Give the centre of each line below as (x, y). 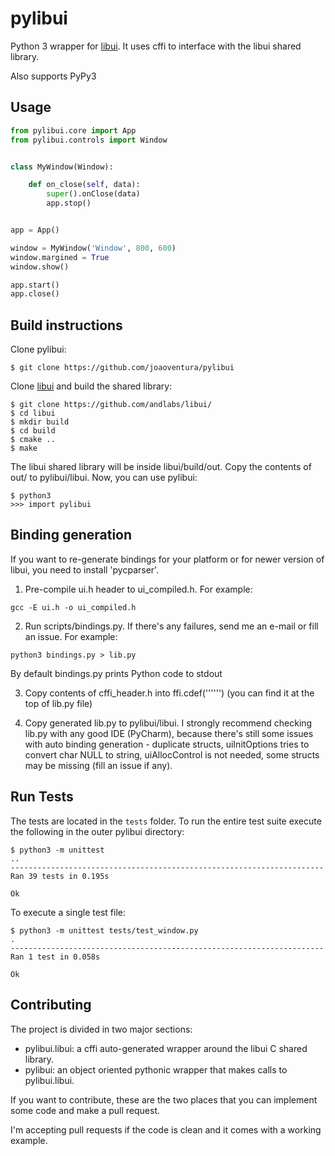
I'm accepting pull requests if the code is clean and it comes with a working (166, 1129)
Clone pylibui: (38, 349)
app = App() (35, 230)
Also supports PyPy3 (53, 76)
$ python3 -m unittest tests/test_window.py (104, 930)
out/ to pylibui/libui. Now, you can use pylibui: (104, 478)
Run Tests (42, 797)
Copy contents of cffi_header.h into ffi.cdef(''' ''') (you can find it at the (169, 693)
